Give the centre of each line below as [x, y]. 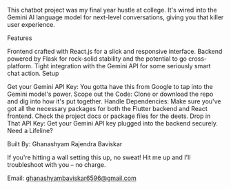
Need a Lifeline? [30, 131]
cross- [198, 59]
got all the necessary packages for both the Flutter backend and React [108, 109]
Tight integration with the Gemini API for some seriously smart [122, 66]
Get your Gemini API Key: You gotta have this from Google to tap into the [110, 87]
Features [20, 38]
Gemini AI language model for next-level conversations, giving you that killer [115, 17]
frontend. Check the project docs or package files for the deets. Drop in [109, 116]
